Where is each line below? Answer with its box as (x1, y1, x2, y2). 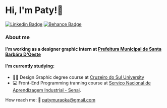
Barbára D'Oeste (5, 51, 41, 57)
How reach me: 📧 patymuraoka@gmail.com (5, 96, 96, 102)
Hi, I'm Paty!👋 (5, 5, 63, 16)
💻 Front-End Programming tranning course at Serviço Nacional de (12, 80, 151, 86)
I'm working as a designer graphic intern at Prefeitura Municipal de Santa (5, 46, 162, 52)
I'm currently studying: (5, 63, 54, 69)
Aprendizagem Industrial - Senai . (12, 87, 81, 93)
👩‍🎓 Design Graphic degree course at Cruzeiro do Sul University (12, 74, 145, 80)
